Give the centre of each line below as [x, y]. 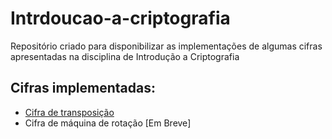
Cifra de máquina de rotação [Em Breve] [108, 123]
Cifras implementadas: [83, 88]
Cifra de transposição [69, 112]
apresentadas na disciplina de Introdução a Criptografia [125, 56]
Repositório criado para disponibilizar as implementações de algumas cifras [166, 46]
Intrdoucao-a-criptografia [120, 18]
